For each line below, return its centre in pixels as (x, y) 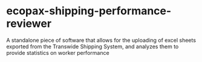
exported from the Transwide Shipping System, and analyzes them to (93, 46)
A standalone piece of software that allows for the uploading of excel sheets (101, 40)
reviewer (29, 24)
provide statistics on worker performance (58, 52)
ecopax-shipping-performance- (89, 11)
